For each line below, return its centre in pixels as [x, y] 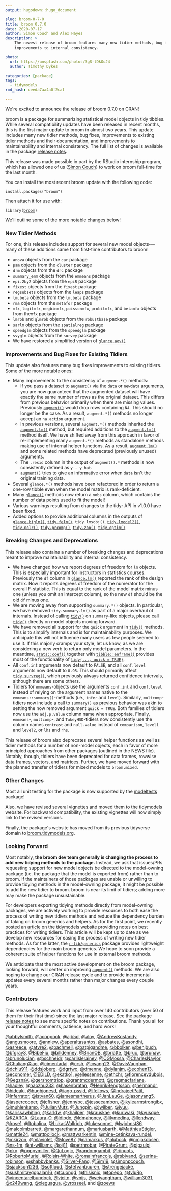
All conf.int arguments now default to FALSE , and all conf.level [79, 665]
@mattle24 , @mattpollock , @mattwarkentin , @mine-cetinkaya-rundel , [79, 1134]
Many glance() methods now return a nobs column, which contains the [87, 495]
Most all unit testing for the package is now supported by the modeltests [81, 792]
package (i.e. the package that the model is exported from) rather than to [82, 874]
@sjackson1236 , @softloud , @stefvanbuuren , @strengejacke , [70, 1166]
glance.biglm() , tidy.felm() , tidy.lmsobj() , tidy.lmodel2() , [77, 522]
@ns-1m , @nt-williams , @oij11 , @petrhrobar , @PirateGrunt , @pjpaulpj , [78, 1145]
